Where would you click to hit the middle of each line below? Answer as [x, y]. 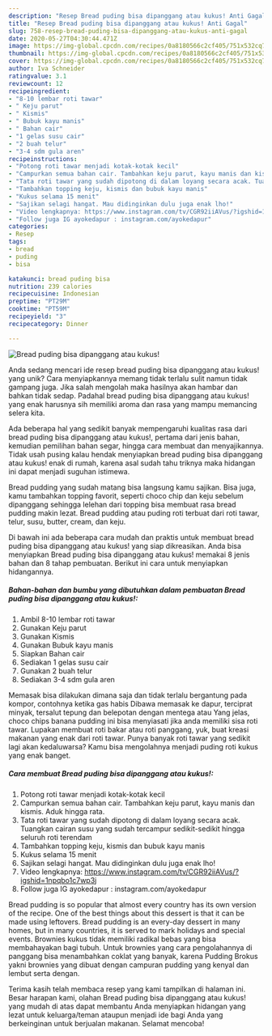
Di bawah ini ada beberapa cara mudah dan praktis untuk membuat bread [131, 537]
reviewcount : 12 [36, 83]
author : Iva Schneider [47, 69]
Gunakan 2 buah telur [56, 671]
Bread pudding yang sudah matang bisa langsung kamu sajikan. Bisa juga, [132, 487]
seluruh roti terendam [56, 837]
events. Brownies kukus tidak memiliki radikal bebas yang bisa [113, 939]
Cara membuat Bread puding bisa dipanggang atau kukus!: [111, 774]
